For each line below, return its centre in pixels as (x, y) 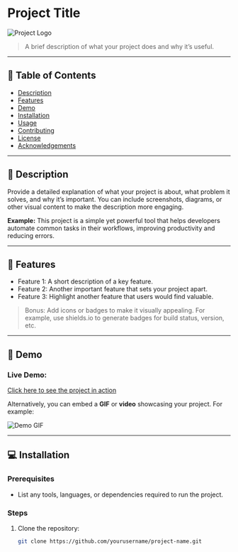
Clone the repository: (49, 529)
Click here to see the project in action (62, 390)
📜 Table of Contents (52, 76)
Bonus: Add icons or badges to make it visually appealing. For (115, 310)
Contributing (36, 130)
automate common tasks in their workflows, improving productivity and (111, 228)
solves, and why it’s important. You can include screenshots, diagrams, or (115, 199)
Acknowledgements (47, 145)
